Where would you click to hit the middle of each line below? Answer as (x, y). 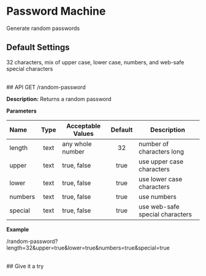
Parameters (21, 111)
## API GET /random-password (46, 87)
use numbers (158, 196)
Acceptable (84, 125)
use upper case (161, 162)
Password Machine (56, 11)
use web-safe (159, 206)
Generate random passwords (43, 28)
